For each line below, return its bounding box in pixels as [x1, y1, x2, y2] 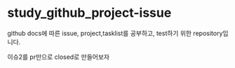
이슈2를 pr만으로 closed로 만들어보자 [7, 53, 110, 61]
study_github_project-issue [7, 5, 172, 21]
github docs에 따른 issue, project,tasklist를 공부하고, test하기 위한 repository [7, 29, 223, 37]
